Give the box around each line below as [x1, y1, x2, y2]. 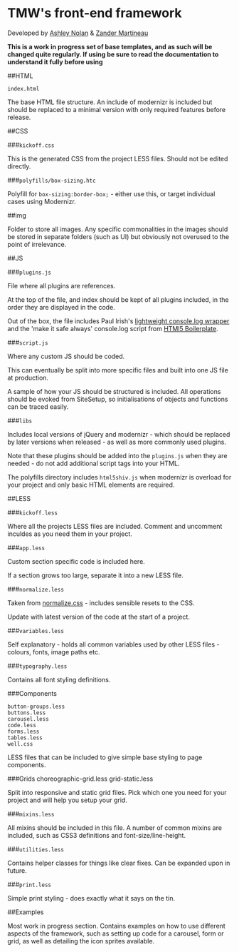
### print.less [7, 880, 52, 888]
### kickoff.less [7, 508, 58, 517]
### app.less [7, 543, 45, 552]
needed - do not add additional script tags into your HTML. [7, 459, 180, 467]
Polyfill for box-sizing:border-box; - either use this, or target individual [7, 189, 216, 198]
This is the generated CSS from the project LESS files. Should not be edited [7, 154, 228, 163]
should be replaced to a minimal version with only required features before [7, 105, 226, 113]
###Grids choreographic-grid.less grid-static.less [7, 774, 154, 783]
